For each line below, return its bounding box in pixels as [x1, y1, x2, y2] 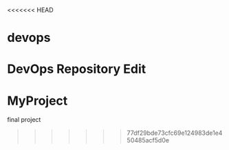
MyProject [7, 93, 68, 109]
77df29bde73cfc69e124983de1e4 [127, 129, 223, 137]
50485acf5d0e [127, 136, 170, 144]
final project [7, 116, 41, 124]
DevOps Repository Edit [7, 61, 146, 77]
